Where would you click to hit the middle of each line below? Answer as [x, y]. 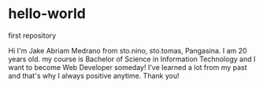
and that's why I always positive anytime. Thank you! [94, 75]
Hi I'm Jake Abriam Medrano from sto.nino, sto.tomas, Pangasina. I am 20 [128, 50]
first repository [32, 35]
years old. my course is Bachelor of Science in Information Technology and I [132, 59]
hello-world [47, 14]
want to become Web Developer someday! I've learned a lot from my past [128, 67]
